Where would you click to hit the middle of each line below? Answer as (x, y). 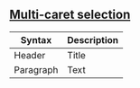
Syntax (36, 40)
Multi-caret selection (70, 15)
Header (30, 55)
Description (93, 40)
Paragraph (36, 69)
